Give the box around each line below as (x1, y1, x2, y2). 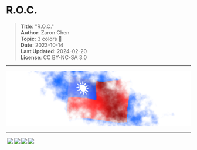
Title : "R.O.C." (20, 23, 55, 30)
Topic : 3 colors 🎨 (20, 35, 63, 42)
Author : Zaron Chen (20, 29, 70, 36)
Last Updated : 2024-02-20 (20, 47, 87, 54)
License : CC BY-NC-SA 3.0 (20, 54, 87, 61)
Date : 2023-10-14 (20, 41, 64, 48)
